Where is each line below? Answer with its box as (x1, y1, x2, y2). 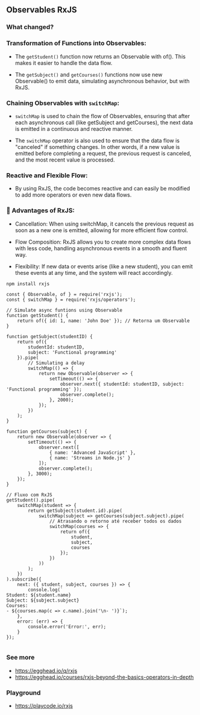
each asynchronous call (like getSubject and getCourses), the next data (14, 119, 193, 126)
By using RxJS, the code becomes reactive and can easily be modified (14, 185, 190, 192)
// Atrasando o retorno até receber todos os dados (49, 518, 182, 524)
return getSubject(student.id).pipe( (28, 508, 122, 514)
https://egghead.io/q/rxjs (14, 667, 78, 674)
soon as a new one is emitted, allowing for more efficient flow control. (14, 226, 189, 234)
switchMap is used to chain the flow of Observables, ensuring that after (14, 112, 190, 119)
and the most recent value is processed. (14, 156, 115, 163)
